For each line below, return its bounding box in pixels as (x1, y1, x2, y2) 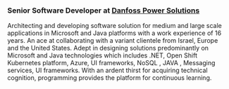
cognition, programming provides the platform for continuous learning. (7, 74, 212, 82)
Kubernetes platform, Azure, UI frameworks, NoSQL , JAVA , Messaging (7, 59, 216, 67)
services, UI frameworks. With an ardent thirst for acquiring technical (7, 66, 208, 75)
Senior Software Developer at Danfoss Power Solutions (7, 6, 200, 15)
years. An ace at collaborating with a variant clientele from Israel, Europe (7, 36, 218, 45)
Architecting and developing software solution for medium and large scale (7, 22, 222, 30)
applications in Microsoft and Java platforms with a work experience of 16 (7, 29, 222, 37)
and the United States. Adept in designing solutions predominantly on (7, 44, 209, 53)
